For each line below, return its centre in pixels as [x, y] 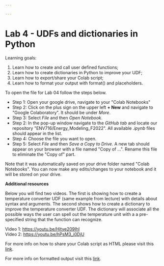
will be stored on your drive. [33, 174]
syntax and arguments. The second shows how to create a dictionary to [78, 204]
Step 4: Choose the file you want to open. [54, 139]
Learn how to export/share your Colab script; [58, 78]
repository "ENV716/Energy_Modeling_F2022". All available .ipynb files [84, 128]
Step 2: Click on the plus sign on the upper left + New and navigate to [83, 107]
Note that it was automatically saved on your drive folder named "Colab [77, 164]
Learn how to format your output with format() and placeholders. [78, 83]
